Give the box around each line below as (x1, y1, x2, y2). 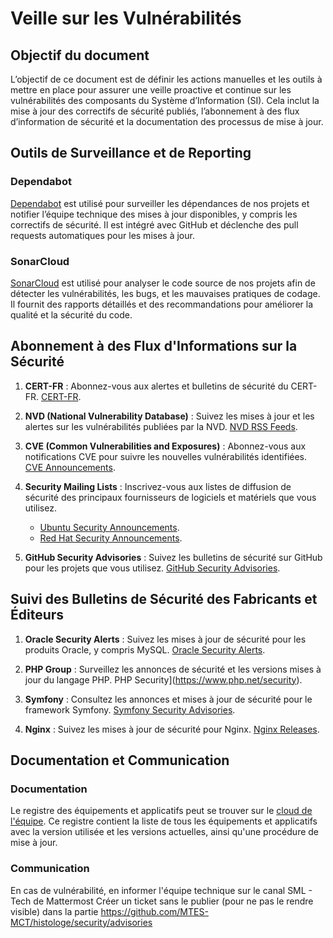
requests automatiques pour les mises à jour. (10, 229, 195, 241)
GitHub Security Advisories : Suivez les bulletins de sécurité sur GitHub (24, 551, 323, 563)
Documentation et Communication (10, 752, 230, 769)
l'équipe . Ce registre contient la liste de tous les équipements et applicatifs (10, 815, 318, 827)
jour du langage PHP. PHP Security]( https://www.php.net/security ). (24, 673, 303, 686)
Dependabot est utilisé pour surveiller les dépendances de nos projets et (10, 197, 310, 209)
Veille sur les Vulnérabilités (10, 7, 242, 30)
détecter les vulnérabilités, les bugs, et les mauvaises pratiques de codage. (10, 287, 321, 299)
